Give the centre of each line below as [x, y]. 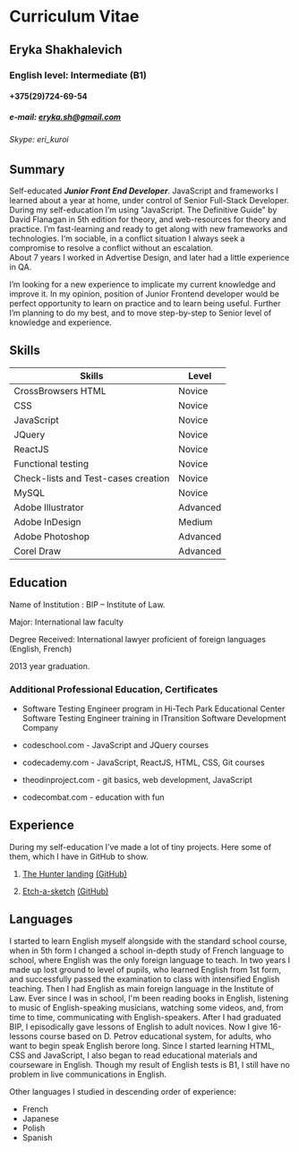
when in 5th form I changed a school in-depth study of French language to [147, 950]
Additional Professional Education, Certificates [114, 689]
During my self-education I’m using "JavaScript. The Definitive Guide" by [143, 210]
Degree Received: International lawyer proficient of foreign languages [138, 639]
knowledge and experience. [60, 322]
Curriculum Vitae [74, 17]
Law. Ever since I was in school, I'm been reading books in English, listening [149, 998]
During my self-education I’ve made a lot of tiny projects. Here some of [140, 847]
